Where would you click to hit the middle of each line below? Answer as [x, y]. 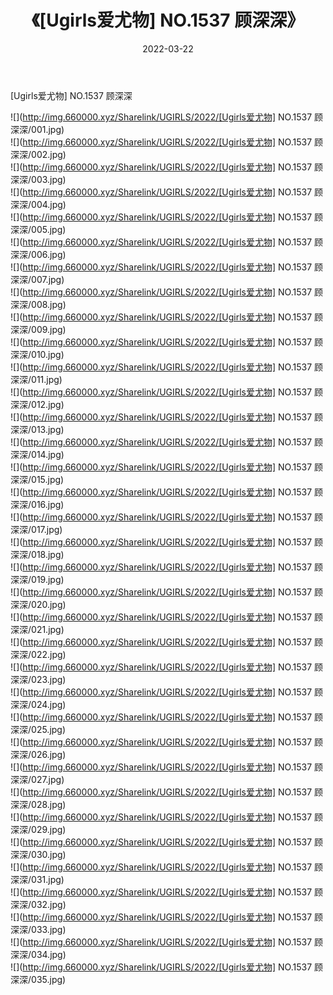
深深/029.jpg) [38, 829]
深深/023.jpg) [38, 679]
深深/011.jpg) [36, 379]
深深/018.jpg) [37, 554]
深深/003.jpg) [38, 179]
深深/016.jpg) [37, 504]
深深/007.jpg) [37, 279]
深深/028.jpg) [38, 804]
